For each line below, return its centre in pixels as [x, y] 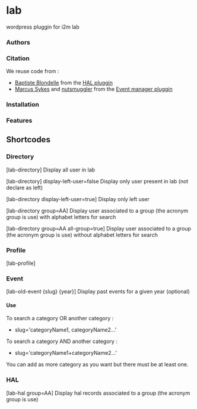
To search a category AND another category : [62, 341]
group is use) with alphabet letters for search [61, 217]
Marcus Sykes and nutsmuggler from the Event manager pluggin [94, 89]
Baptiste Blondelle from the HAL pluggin [63, 83]
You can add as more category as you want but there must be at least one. [97, 364]
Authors [18, 42]
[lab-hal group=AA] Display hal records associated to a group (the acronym [98, 393]
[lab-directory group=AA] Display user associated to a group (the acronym [97, 210]
